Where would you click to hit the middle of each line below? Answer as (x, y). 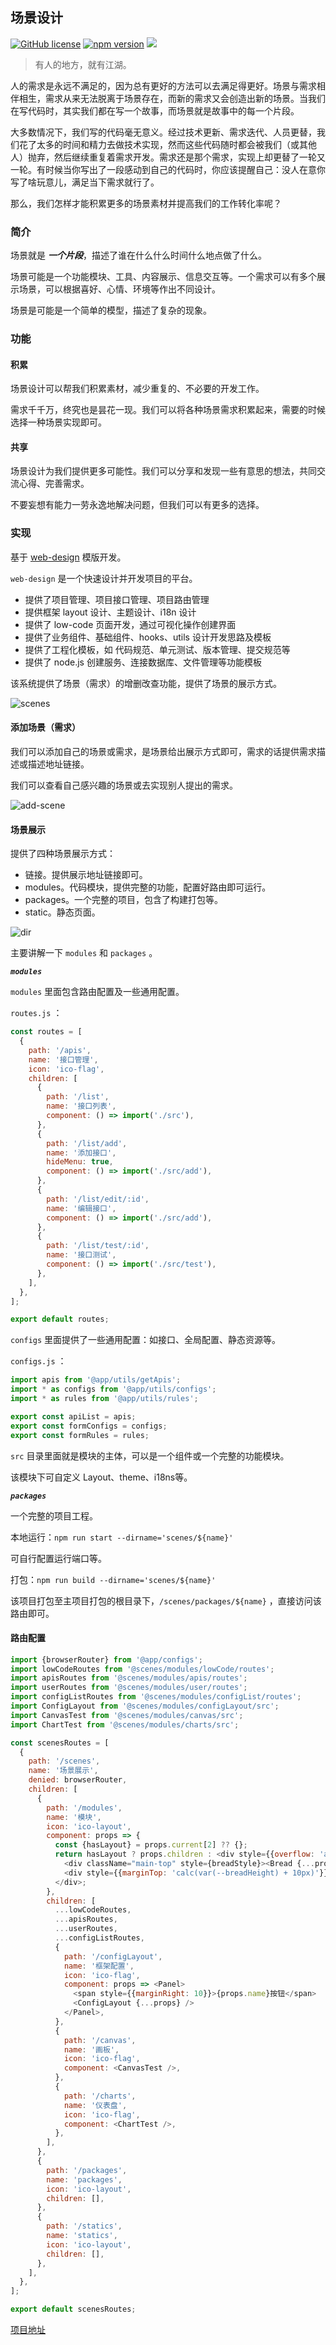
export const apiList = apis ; (73, 1416)
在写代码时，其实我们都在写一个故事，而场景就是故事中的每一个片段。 (155, 110)
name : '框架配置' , (99, 1966)
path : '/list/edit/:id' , (98, 1199)
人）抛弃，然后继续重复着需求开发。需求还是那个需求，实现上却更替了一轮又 (168, 157)
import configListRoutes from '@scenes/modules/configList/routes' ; (156, 1697)
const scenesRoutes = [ (60, 1743)
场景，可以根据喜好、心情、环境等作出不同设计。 (119, 289)
